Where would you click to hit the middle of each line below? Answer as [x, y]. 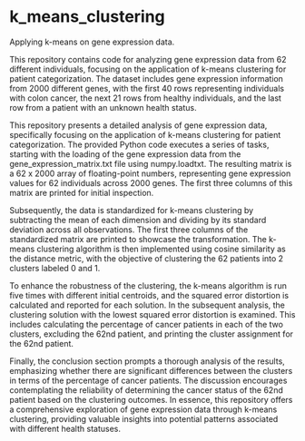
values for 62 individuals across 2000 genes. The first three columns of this [151, 182]
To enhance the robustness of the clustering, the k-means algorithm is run [148, 285]
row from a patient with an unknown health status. [103, 107]
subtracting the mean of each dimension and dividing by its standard [138, 220]
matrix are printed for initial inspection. [82, 192]
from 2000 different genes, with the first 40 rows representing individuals [147, 88]
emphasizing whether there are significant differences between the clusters [151, 370]
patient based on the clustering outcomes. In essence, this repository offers [151, 399]
